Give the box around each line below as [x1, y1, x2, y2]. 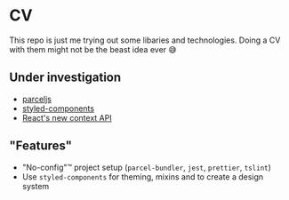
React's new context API [21, 112, 113, 123]
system [21, 180, 50, 191]
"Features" [9, 139, 73, 154]
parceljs [21, 93, 52, 104]
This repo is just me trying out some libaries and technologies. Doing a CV [9, 35, 281, 45]
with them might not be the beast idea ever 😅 [9, 44, 177, 54]
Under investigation [9, 70, 122, 85]
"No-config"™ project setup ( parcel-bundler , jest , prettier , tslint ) [21, 162, 271, 172]
